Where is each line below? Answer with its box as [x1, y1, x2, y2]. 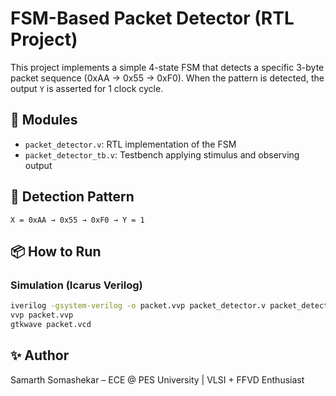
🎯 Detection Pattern [10, 188, 135, 206]
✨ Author [10, 347, 70, 364]
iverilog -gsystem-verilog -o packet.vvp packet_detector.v [10, 301, 267, 311]
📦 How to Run [10, 243, 102, 260]
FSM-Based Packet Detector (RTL [10, 7, 295, 30]
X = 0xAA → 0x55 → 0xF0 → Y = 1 [10, 215, 145, 225]
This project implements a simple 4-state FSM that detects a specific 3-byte [10, 61, 325, 73]
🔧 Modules [10, 112, 78, 129]
